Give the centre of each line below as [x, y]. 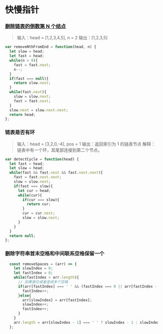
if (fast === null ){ [29, 79]
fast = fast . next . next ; [38, 177]
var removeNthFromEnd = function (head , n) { [51, 47]
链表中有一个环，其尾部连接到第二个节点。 [59, 150]
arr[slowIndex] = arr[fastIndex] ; [57, 300]
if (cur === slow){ [41, 200]
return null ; [23, 236]
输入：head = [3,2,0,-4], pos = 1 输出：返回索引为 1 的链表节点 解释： [86, 144]
